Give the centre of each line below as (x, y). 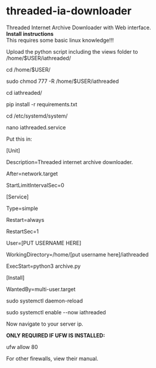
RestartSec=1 (23, 231)
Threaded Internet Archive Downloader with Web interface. (79, 27)
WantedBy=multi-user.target (41, 289)
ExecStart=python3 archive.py (43, 266)
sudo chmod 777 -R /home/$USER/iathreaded (63, 81)
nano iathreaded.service (36, 127)
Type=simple (22, 208)
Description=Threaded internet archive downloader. (70, 162)
